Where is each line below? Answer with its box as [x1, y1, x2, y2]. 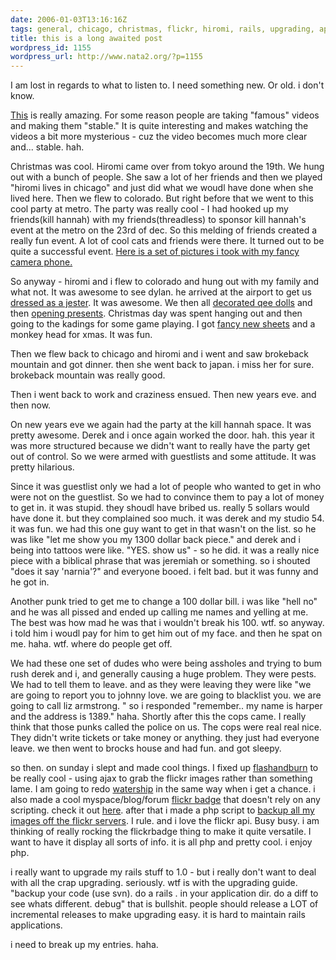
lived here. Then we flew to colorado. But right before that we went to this [10, 192, 314, 205]
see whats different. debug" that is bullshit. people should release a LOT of [10, 898, 319, 910]
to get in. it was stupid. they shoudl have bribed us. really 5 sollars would [10, 502, 310, 514]
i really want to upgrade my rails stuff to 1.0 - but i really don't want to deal [10, 866, 317, 878]
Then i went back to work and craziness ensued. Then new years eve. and [10, 389, 317, 401]
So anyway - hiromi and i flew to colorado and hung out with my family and [10, 276, 320, 288]
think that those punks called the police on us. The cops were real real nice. [10, 721, 322, 733]
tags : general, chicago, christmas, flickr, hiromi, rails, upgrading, [10, 24, 315, 34]
